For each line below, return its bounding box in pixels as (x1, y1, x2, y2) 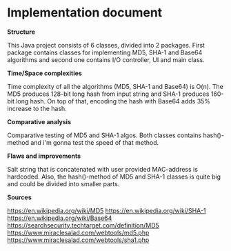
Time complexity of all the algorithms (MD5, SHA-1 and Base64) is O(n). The (7, 82, 224, 90)
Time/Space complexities (7, 69, 83, 77)
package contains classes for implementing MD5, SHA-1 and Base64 (7, 48, 203, 57)
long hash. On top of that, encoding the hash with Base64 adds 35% (16, 97, 211, 105)
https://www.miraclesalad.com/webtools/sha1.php (7, 236, 150, 244)
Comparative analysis (7, 117, 71, 125)
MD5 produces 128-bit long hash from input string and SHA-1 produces (7, 90, 210, 98)
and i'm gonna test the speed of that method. (30, 138, 159, 146)
